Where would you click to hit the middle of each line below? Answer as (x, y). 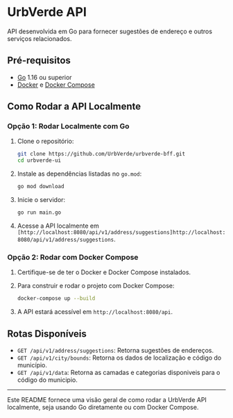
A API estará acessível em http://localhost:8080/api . (95, 312)
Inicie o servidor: (41, 200)
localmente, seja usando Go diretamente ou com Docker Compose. (103, 407)
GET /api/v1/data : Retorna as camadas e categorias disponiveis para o (119, 372)
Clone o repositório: (45, 141)
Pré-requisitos (39, 61)
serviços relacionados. (40, 38)
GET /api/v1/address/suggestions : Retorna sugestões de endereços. (115, 350)
